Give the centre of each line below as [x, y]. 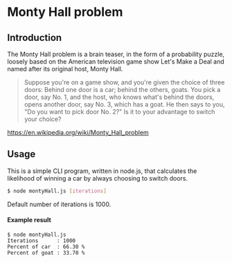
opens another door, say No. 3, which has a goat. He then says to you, [124, 104]
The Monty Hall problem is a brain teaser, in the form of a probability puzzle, [116, 54]
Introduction [35, 38]
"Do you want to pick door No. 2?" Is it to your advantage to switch [119, 112]
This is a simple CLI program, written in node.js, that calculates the [102, 171]
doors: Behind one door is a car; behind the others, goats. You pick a [122, 90]
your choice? [43, 119]
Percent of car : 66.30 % [46, 246]
